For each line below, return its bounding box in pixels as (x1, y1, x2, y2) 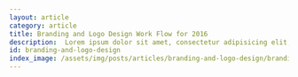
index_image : (9, 54, 58, 63)
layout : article (9, 12, 69, 22)
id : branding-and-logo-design (9, 46, 122, 55)
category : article (9, 21, 77, 30)
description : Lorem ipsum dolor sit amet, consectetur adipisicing (9, 37, 268, 47)
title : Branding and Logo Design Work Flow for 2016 (9, 29, 208, 38)
